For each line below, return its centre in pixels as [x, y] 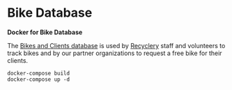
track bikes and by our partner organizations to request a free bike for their [115, 53]
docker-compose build [39, 73]
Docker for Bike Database [45, 32]
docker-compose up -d [39, 79]
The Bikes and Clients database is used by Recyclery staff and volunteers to [116, 45]
